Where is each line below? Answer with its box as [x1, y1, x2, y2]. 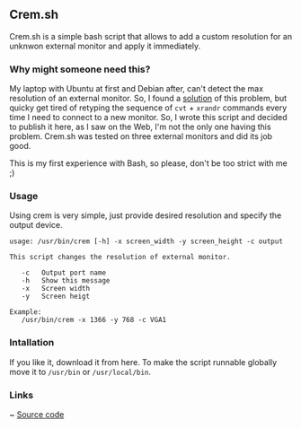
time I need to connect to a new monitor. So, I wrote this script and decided [9, 112, 288, 123]
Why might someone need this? [9, 63, 151, 75]
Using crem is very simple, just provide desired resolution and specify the [9, 210, 282, 221]
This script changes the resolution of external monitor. [9, 253, 231, 262]
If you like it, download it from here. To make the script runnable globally [9, 356, 278, 367]
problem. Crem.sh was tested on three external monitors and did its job [9, 131, 272, 142]
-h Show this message [21, 276, 111, 285]
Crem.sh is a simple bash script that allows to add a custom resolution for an [9, 31, 293, 41]
